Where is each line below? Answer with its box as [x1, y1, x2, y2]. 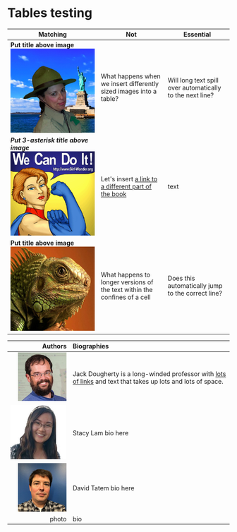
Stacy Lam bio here [73, 428, 129, 437]
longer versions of [101, 277, 154, 286]
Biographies [73, 342, 109, 351]
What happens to [101, 270, 150, 279]
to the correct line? [167, 289, 223, 298]
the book [101, 190, 127, 198]
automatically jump [167, 282, 223, 290]
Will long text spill [167, 75, 219, 84]
